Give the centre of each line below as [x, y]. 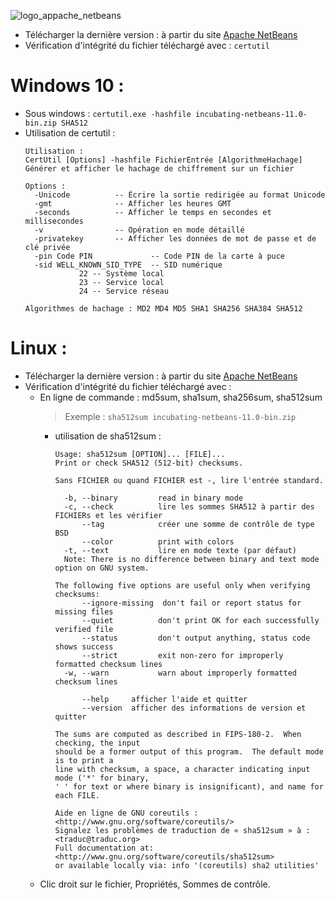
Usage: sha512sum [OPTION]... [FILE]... [140, 454]
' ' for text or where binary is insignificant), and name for [189, 786]
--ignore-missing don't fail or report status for [191, 603]
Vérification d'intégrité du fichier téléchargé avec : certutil [147, 45]
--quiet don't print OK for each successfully [200, 620]
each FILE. [77, 795]
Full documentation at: [104, 848]
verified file [84, 629]
